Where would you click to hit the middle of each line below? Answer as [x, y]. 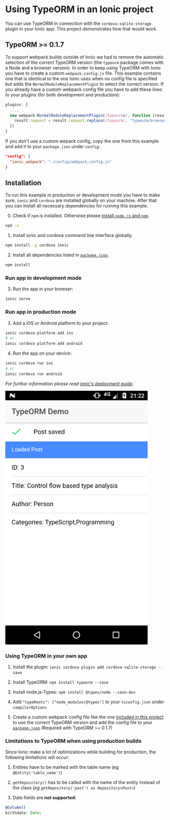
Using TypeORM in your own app [46, 656]
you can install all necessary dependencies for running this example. [77, 206]
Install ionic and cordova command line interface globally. [73, 235]
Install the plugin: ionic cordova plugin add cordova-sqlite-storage [84, 667]
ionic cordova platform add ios [39, 333]
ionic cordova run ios [29, 363]
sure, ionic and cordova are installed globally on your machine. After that [81, 200]
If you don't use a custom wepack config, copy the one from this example [82, 141]
